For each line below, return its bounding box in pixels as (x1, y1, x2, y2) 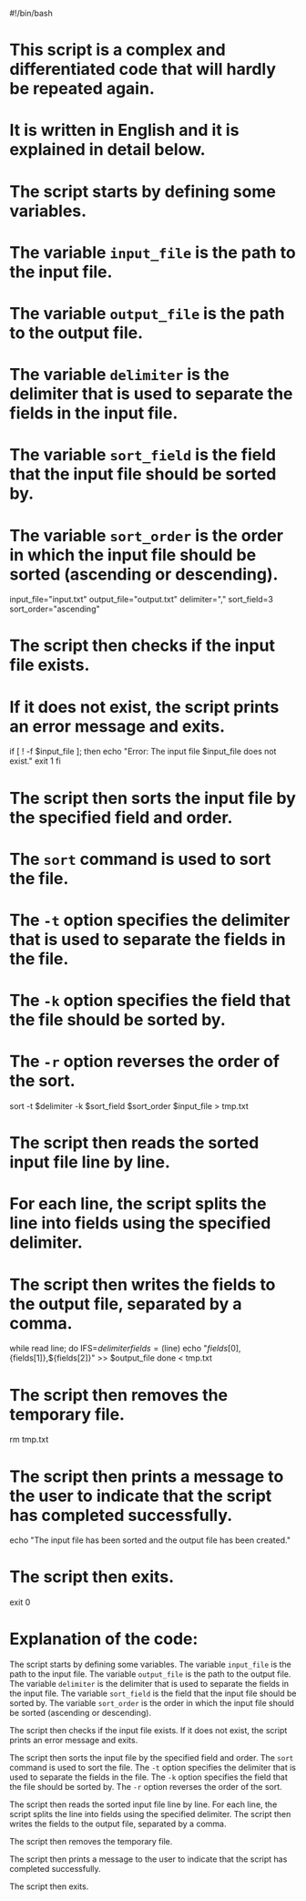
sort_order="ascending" (9, 603, 100, 614)
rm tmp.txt (9, 1434, 49, 1445)
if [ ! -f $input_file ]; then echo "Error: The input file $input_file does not (9, 746, 277, 757)
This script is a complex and (9, 40, 226, 60)
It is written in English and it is (9, 120, 240, 140)
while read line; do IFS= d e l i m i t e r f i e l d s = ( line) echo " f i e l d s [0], (9, 1343, 241, 1354)
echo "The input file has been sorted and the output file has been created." (9, 1535, 291, 1546)
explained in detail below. (9, 139, 207, 160)
